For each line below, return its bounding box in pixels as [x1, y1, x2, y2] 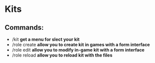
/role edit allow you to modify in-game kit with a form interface [12, 47, 145, 53]
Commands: [5, 23, 44, 32]
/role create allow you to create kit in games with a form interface [12, 42, 150, 48]
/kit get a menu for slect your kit [12, 36, 80, 42]
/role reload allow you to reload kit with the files [12, 52, 112, 58]
